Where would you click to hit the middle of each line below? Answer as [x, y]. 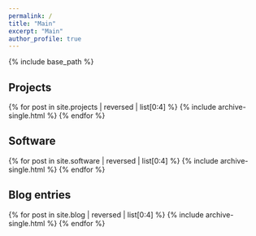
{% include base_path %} [51, 62]
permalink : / [30, 16]
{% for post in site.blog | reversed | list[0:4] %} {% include [106, 214]
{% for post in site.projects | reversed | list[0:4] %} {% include [113, 107]
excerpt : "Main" [36, 31]
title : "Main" [33, 24]
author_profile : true [45, 39]
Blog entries [40, 195]
